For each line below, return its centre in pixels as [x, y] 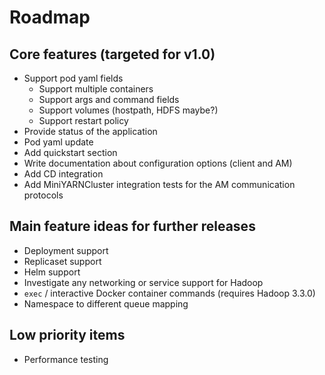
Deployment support [66, 250]
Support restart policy [83, 120]
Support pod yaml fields [73, 78]
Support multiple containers [96, 89]
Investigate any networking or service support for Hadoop [143, 282]
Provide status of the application [90, 131]
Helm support [52, 272]
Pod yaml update [58, 142]
